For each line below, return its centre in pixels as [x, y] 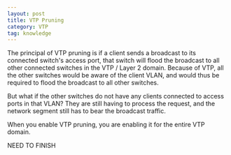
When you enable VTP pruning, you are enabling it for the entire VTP [106, 125]
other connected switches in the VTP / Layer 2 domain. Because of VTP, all [115, 68]
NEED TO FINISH [31, 146]
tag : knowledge [29, 33]
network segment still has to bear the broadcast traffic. [86, 111]
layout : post [26, 14]
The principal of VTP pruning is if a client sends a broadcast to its [101, 53]
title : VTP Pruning [36, 20]
